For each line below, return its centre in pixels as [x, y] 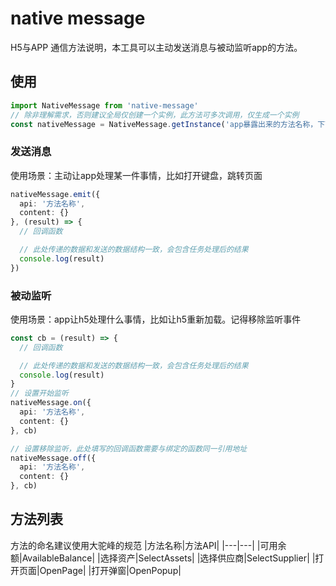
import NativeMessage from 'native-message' [104, 105]
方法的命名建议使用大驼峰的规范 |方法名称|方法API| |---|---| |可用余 [148, 545]
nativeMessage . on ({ [51, 403]
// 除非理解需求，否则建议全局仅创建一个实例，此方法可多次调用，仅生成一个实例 [155, 115]
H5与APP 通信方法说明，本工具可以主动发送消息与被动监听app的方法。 [156, 47]
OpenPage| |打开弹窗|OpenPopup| [110, 570]
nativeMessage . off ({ [53, 458]
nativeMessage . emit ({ [55, 194]
